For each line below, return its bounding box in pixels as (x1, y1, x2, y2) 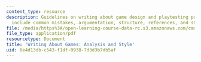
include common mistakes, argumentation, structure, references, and (11, 19, 188, 25)
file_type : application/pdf (6, 31, 77, 37)
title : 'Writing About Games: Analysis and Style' (6, 42, 135, 48)
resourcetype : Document (6, 36, 66, 42)
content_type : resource (6, 8, 66, 15)
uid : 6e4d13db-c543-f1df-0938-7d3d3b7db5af (6, 47, 117, 53)
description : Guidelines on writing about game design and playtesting (6, 14, 188, 20)
